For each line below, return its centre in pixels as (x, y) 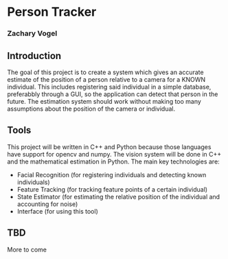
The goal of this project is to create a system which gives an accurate (105, 72)
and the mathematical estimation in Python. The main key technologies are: (113, 161)
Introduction (34, 56)
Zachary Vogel (32, 34)
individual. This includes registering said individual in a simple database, (109, 87)
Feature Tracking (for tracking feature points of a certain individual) (112, 189)
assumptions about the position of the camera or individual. (91, 109)
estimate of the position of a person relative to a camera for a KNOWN (106, 79)
